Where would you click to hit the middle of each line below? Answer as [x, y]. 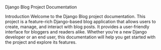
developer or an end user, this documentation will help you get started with [80, 37]
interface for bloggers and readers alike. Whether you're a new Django [76, 32]
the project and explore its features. [41, 42]
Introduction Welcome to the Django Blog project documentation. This [75, 16]
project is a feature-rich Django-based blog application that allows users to [80, 22]
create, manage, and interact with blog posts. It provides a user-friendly [77, 27]
